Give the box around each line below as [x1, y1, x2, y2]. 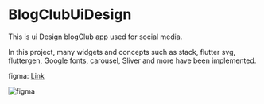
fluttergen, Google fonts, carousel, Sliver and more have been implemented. [8, 56, 257, 65]
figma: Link [8, 71, 45, 80]
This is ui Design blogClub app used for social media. [8, 32, 183, 41]
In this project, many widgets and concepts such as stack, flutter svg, [8, 47, 236, 56]
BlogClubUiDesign [8, 6, 132, 24]
